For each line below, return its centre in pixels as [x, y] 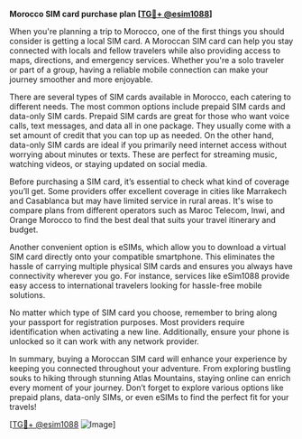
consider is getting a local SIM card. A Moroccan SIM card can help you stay [151, 41]
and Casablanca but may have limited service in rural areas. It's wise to [141, 201]
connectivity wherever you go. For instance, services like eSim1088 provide [150, 276]
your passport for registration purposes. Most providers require [127, 322]
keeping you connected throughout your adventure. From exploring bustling [150, 369]
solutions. [27, 295]
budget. [24, 229]
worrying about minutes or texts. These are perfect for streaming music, [143, 154]
